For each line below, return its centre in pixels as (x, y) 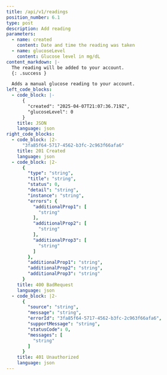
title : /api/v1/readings (37, 12)
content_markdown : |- (33, 62)
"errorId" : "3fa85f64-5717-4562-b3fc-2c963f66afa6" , (95, 319)
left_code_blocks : (29, 90)
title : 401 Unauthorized (48, 358)
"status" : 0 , (44, 184)
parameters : (21, 34)
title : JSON (32, 123)
